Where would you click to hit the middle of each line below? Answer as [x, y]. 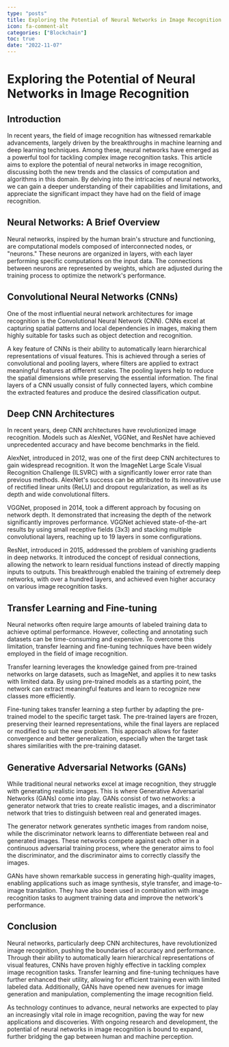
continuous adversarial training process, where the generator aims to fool [110, 848]
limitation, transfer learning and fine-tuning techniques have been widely [109, 646]
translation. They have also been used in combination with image [118, 891]
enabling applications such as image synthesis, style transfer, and [100, 883]
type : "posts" [27, 13]
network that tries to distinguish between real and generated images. [104, 813]
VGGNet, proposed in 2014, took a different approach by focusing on [104, 508]
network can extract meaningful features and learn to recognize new [104, 689]
